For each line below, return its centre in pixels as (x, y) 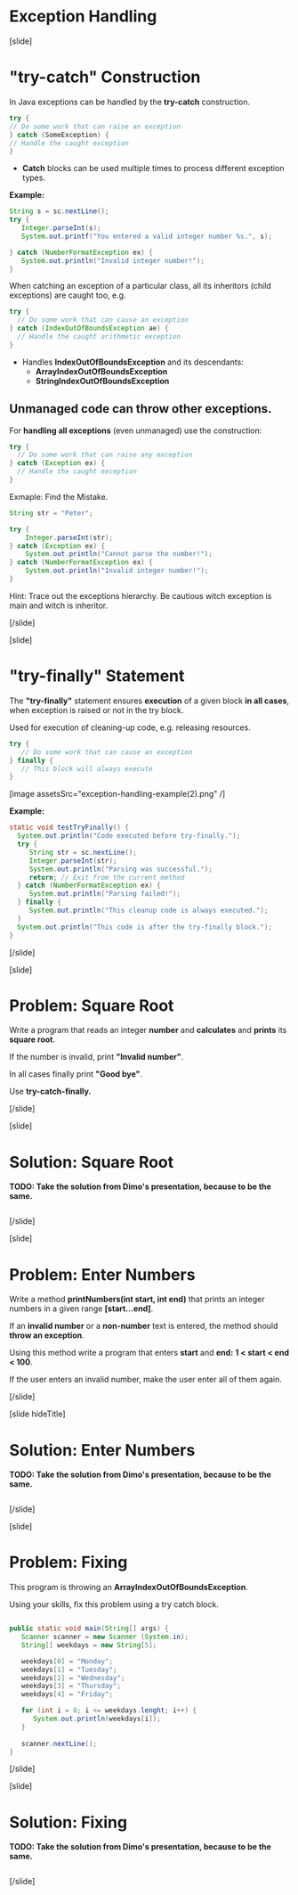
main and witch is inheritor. (59, 605)
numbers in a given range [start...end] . (81, 1308)
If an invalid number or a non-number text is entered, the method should (144, 1326)
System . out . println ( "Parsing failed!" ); (105, 894)
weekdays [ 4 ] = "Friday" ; (67, 1694)
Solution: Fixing (68, 1822)
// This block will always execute (87, 768)
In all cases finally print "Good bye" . (76, 1074)
